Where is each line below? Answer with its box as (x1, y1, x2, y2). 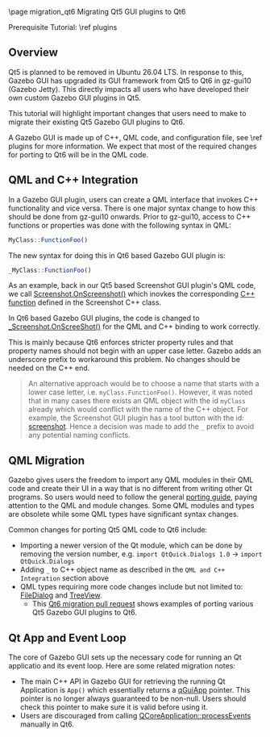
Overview (8, 46, 59, 60)
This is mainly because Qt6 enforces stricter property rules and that (8, 338, 234, 348)
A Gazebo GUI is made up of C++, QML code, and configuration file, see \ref (8, 132, 263, 142)
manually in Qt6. (19, 719, 75, 729)
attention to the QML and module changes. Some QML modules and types (8, 501, 255, 510)
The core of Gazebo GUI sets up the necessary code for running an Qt (8, 652, 242, 662)
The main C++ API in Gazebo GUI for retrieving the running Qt (19, 677, 226, 686)
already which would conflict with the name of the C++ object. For (27, 405, 248, 414)
